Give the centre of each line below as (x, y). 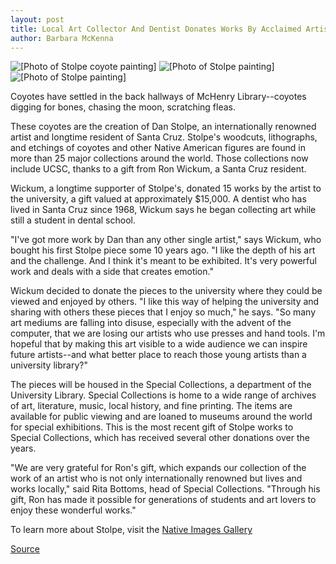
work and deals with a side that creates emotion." (112, 272)
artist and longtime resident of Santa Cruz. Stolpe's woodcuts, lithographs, (164, 137)
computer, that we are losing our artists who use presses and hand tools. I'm (168, 333)
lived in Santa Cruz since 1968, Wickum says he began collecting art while (163, 210)
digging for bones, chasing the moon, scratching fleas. (123, 107)
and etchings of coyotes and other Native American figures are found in (158, 148)
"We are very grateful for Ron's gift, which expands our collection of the (158, 468)
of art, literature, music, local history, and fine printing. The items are (151, 406)
